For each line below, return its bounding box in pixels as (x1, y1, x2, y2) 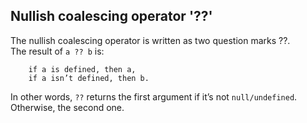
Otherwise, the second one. (10, 101, 125, 113)
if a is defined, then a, (28, 64, 137, 74)
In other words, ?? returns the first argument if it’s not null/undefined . (10, 90, 298, 103)
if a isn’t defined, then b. (28, 73, 150, 83)
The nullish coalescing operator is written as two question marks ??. (10, 34, 291, 46)
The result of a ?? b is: (10, 45, 105, 57)
